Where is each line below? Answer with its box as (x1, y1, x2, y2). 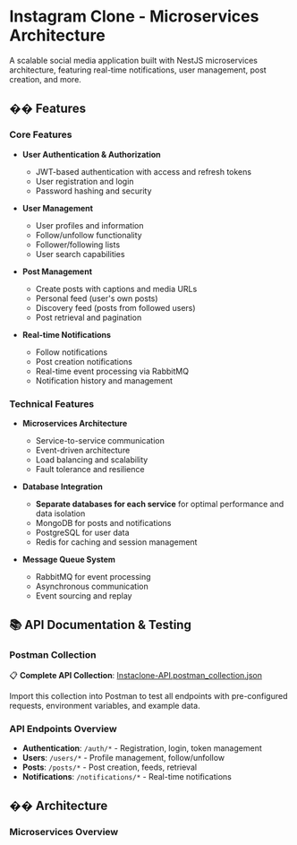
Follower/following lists (35, 239, 121, 250)
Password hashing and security (35, 185, 152, 196)
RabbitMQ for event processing (35, 571, 151, 582)
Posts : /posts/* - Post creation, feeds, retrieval (21, 762, 198, 772)
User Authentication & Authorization (21, 149, 161, 160)
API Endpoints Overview (9, 722, 118, 735)
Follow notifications (35, 347, 108, 358)
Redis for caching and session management (35, 536, 198, 548)
